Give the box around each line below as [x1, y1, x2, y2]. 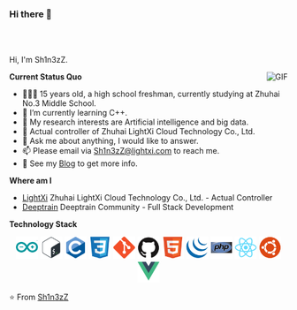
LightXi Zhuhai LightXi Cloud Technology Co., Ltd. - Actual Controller [21, 193, 273, 203]
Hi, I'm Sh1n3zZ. [9, 55, 68, 65]
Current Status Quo [9, 72, 82, 82]
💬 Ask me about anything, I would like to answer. [21, 136, 199, 147]
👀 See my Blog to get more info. [21, 158, 139, 169]
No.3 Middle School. [21, 98, 97, 109]
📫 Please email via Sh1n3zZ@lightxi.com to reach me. [21, 146, 220, 156]
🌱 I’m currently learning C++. [21, 108, 128, 118]
